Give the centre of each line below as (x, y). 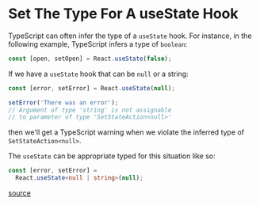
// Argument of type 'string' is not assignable (90, 110)
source (20, 193)
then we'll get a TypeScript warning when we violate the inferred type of (126, 132)
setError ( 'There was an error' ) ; (63, 102)
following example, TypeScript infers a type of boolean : (98, 44)
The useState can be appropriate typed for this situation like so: (112, 156)
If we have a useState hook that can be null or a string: (98, 74)
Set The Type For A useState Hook (124, 14)
